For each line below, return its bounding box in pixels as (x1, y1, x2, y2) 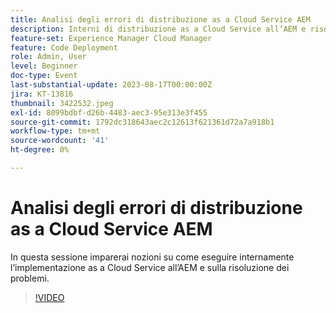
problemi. (10, 272, 50, 284)
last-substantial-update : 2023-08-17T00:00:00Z (10, 80, 213, 90)
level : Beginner (10, 61, 78, 71)
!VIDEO (34, 291, 65, 303)
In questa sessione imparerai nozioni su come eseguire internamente (10, 251, 295, 263)
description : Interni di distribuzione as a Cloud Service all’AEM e (10, 24, 307, 34)
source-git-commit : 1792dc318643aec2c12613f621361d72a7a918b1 (10, 117, 275, 127)
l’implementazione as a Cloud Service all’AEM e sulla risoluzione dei (10, 261, 290, 273)
